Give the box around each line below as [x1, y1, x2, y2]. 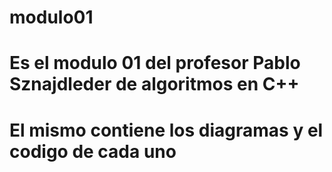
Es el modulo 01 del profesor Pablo [9, 52, 301, 75]
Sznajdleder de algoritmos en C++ [9, 73, 300, 96]
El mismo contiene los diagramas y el [9, 119, 324, 141]
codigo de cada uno [9, 140, 177, 163]
